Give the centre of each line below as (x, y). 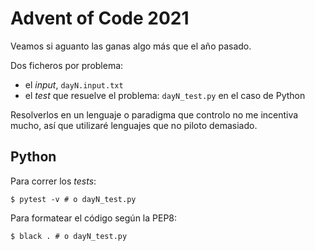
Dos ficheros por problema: (67, 65)
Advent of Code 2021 (100, 18)
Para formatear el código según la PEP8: (94, 218)
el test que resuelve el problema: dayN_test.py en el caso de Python (165, 95)
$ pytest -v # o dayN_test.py (73, 199)
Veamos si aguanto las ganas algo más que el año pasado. (131, 46)
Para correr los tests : (53, 181)
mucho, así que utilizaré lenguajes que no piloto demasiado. (134, 125)
